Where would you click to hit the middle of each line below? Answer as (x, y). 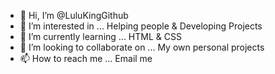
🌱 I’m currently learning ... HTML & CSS (100, 36)
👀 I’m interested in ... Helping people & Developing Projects (141, 26)
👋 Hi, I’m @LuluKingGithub (74, 15)
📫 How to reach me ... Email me (86, 58)
